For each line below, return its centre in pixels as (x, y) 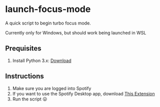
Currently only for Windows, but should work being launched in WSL (76, 32)
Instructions (24, 76)
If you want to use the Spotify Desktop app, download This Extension (83, 93)
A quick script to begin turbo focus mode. (48, 23)
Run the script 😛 (30, 99)
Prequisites (23, 48)
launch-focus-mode (48, 9)
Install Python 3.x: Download (42, 60)
